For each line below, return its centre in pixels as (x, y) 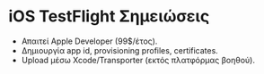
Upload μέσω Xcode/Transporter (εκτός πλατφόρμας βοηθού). (138, 60)
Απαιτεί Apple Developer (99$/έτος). (89, 41)
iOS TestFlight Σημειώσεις (109, 16)
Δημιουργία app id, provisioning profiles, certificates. (120, 50)
